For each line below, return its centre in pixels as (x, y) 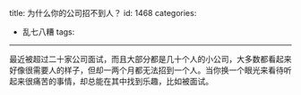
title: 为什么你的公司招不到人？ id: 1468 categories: (103, 13)
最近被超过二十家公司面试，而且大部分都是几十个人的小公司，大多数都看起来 (150, 59)
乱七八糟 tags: (48, 32)
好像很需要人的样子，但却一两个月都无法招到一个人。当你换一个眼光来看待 (146, 70)
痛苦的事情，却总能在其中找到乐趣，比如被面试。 (123, 81)
